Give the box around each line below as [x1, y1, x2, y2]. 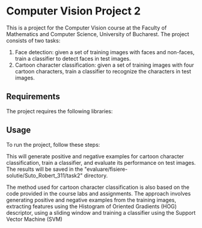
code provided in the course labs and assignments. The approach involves [6, 189, 191, 197]
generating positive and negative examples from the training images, [6, 196, 176, 203]
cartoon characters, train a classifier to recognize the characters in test [14, 67, 191, 75]
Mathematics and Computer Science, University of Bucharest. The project [6, 30, 189, 37]
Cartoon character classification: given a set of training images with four [14, 61, 194, 69]
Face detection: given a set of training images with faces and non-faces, [14, 48, 195, 55]
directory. [84, 171, 108, 179]
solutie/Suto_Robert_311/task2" [6, 171, 83, 179]
